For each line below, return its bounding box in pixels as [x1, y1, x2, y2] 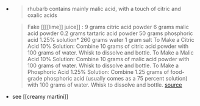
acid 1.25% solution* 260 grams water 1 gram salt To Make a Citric [27, 36, 195, 43]
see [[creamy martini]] [12, 93, 69, 100]
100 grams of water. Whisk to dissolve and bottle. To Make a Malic [27, 49, 194, 56]
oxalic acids [27, 12, 58, 19]
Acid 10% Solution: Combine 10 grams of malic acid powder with [27, 56, 190, 62]
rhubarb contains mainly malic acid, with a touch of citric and [27, 5, 181, 12]
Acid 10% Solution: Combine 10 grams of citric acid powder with [27, 42, 189, 50]
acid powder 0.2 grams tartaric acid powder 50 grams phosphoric [27, 30, 193, 37]
